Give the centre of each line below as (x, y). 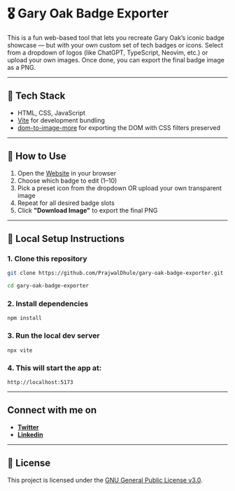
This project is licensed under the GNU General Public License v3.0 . (105, 480)
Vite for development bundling (61, 120)
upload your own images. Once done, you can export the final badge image (116, 59)
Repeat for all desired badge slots (66, 203)
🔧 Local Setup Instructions (66, 239)
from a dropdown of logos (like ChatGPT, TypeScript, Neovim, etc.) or (108, 52)
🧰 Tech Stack (36, 96)
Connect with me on (52, 410)
